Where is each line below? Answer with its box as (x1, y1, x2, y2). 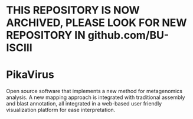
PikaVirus (6, 68, 54, 81)
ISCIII (6, 41, 32, 55)
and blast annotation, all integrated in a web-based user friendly (6, 100, 162, 107)
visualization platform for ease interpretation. (6, 107, 116, 114)
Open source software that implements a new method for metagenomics (6, 88, 183, 95)
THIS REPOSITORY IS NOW (6, 4, 140, 17)
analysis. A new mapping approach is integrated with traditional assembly (6, 94, 185, 101)
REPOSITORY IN (6, 29, 86, 42)
